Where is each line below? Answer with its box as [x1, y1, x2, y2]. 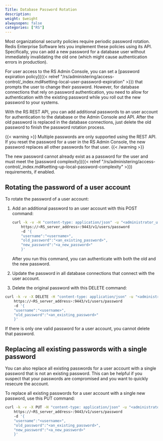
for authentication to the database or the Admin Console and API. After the [5, 114, 154, 120]
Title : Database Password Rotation [5, 7, 77, 12]
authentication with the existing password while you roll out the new [5, 94, 141, 100]
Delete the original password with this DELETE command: [12, 285, 127, 291]
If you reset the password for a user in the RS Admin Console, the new [5, 139, 146, 145]
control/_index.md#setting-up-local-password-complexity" [5, 164, 124, 170]
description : [5, 12, 32, 17]
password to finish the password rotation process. [5, 124, 106, 130]
